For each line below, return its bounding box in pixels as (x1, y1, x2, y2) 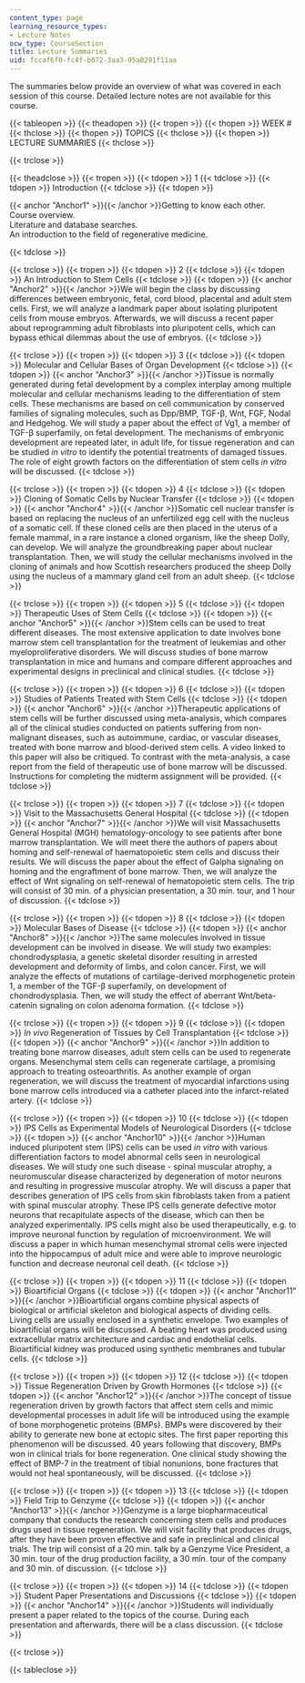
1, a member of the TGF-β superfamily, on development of (9, 981, 228, 991)
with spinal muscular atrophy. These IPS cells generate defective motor (9, 1200, 277, 1211)
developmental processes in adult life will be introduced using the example (9, 1409, 290, 1420)
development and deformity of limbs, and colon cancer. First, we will (9, 961, 267, 972)
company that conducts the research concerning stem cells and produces (9, 1514, 287, 1525)
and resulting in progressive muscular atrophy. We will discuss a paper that (9, 1181, 291, 1191)
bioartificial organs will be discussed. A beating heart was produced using (9, 1324, 288, 1335)
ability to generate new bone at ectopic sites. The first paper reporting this (9, 1429, 289, 1440)
